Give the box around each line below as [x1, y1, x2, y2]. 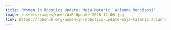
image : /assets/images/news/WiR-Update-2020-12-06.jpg [5, 12, 124, 17]
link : [5, 17, 17, 22]
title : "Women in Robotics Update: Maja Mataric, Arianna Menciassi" [5, 7, 156, 13]
